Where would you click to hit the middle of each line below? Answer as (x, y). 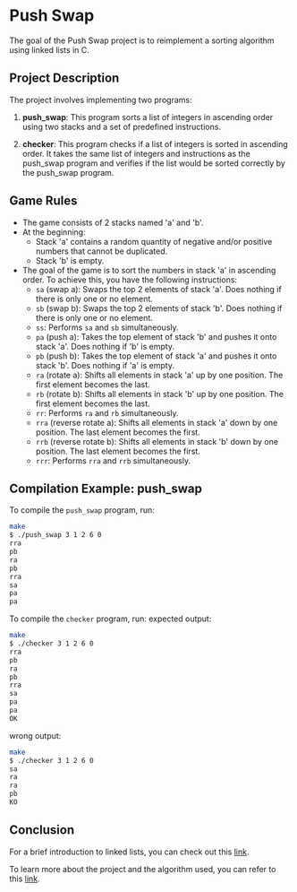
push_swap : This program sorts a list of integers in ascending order (148, 117)
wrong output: (35, 735)
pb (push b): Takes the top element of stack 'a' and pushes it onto (156, 356)
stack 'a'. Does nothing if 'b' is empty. (105, 346)
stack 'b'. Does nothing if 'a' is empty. (105, 365)
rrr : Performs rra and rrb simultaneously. (113, 460)
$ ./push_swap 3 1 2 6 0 (55, 535)
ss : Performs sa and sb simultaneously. (107, 327)
